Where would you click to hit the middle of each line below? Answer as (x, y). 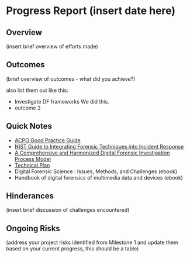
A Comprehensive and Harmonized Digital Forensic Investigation (92, 153)
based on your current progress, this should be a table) (72, 249)
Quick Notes (29, 126)
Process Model (33, 159)
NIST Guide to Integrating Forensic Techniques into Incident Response (99, 146)
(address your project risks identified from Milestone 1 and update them (92, 242)
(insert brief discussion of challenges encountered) (68, 210)
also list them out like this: (37, 90)
